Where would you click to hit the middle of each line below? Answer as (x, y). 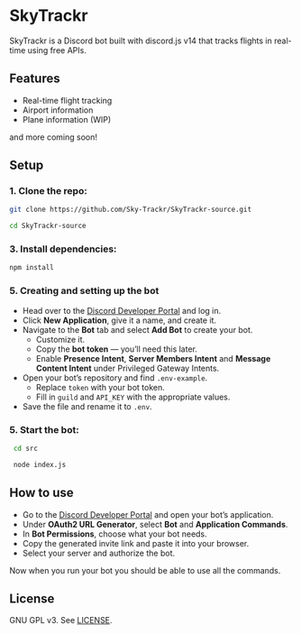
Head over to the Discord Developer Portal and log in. (122, 310)
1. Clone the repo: (48, 191)
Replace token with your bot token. (100, 387)
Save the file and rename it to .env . (87, 406)
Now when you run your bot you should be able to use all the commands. (145, 570)
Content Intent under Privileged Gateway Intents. (128, 368)
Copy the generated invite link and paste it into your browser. (136, 543)
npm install (32, 268)
